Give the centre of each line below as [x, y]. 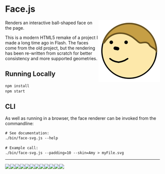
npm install [17, 86]
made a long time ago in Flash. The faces [47, 42]
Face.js [20, 9]
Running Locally [30, 74]
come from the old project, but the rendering [50, 48]
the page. [15, 28]
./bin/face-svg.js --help [31, 138]
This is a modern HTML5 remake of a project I [52, 37]
